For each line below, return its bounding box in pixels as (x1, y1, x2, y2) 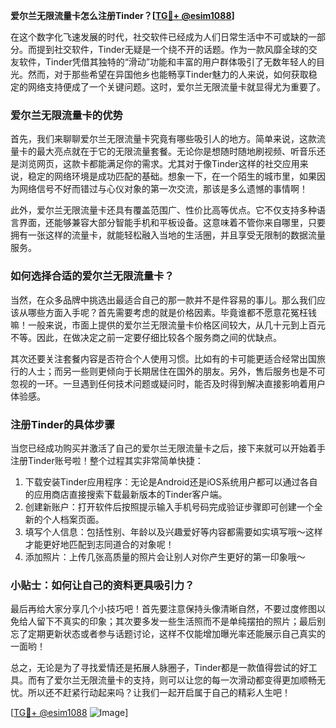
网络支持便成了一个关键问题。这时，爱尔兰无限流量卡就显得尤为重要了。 (27, 81, 326, 93)
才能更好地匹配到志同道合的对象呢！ (24, 538, 175, 550)
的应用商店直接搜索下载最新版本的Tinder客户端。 (24, 488, 228, 500)
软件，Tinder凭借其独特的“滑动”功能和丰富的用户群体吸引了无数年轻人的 (18, 56, 317, 68)
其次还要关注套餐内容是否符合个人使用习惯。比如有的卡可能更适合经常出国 (10, 352, 317, 364)
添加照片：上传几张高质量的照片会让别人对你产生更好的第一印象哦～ (24, 550, 306, 563)
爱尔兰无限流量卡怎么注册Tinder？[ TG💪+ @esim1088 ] (10, 10, 235, 21)
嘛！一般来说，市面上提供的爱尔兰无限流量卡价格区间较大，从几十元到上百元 (10, 319, 326, 331)
